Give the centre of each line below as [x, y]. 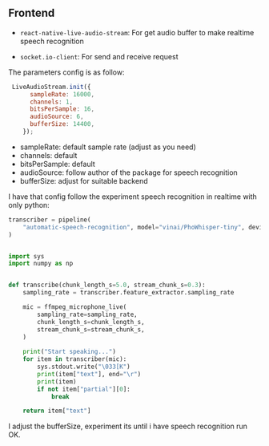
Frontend [32, 13]
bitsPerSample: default [58, 164]
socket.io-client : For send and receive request [99, 56]
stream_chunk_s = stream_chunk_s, [91, 329]
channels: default [48, 155]
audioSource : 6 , [56, 117]
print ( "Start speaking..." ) [69, 352]
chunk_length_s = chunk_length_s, [91, 322]
